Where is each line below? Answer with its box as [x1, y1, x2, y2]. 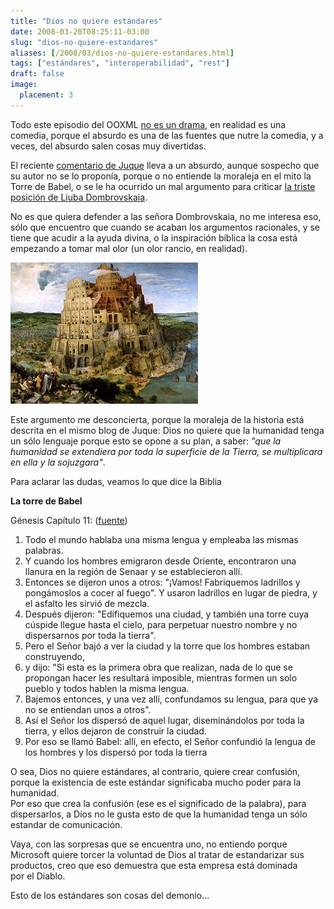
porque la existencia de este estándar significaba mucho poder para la [10, 776, 302, 788]
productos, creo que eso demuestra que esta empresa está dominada [10, 859, 298, 871]
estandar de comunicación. [10, 818, 123, 830]
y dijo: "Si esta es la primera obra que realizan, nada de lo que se [24, 661, 293, 673]
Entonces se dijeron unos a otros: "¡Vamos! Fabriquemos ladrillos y [24, 576, 301, 588]
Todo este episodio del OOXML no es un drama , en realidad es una [10, 118, 287, 130]
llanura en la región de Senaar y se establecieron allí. [24, 565, 243, 577]
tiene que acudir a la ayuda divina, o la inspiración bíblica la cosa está [10, 231, 298, 244]
